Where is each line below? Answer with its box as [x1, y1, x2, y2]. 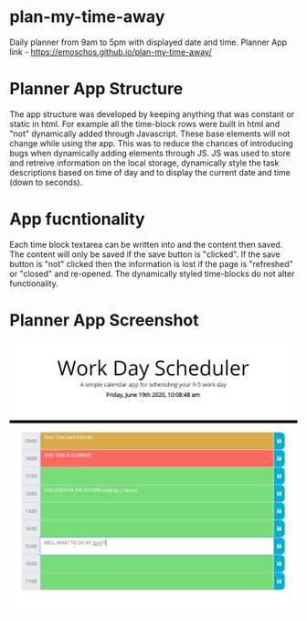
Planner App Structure [9, 79, 184, 100]
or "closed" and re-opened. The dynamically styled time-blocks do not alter [9, 268, 295, 279]
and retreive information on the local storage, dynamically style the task [9, 157, 280, 168]
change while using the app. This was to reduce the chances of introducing [9, 137, 294, 148]
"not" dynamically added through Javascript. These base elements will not [9, 128, 291, 139]
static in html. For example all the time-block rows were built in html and [9, 118, 281, 129]
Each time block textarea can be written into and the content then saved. [9, 239, 283, 250]
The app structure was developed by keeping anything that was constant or [9, 108, 295, 120]
